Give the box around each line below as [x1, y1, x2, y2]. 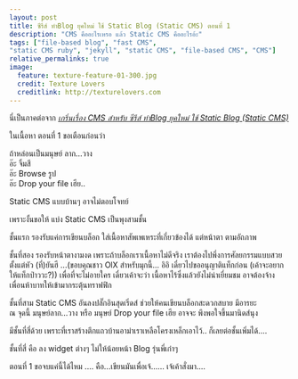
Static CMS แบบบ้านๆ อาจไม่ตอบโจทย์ [9, 195, 129, 206]
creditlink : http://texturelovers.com [17, 87, 162, 96]
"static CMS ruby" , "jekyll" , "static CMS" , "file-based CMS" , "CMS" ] [9, 46, 277, 55]
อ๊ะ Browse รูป [9, 168, 56, 178]
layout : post [9, 12, 58, 22]
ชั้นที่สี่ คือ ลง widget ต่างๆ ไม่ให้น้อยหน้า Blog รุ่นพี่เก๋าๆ [9, 342, 179, 353]
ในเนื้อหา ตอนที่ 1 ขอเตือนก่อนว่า [9, 130, 106, 141]
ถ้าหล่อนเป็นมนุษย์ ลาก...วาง [9, 148, 93, 159]
